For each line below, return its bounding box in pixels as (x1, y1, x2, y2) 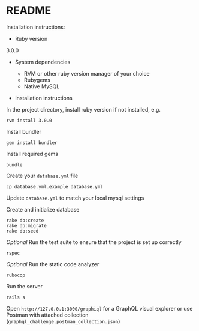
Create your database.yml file (6, 172, 79, 179)
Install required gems (6, 150, 59, 157)
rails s (6, 294, 26, 300)
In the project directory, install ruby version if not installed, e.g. (6, 106, 161, 113)
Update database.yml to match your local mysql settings (6, 194, 144, 201)
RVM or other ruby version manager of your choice (23, 70, 150, 77)
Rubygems (23, 76, 51, 83)
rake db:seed (6, 228, 39, 234)
